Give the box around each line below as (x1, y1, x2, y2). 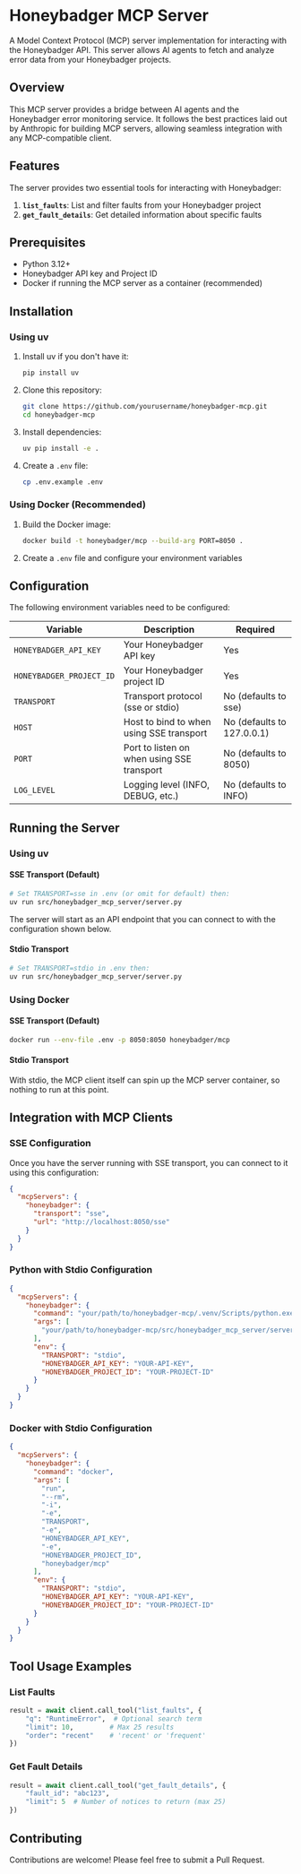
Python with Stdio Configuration (9, 1264, 153, 1276)
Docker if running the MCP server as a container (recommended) (21, 278, 262, 289)
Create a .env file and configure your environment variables (21, 552, 243, 563)
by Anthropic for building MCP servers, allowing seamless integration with (9, 123, 282, 134)
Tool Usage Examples (9, 1659, 133, 1674)
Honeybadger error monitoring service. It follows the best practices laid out (9, 113, 288, 124)
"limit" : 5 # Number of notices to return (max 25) (25, 1798, 227, 1807)
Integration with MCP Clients (9, 1110, 173, 1126)
